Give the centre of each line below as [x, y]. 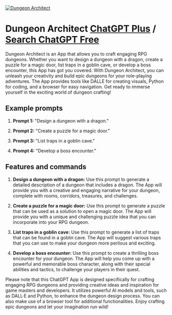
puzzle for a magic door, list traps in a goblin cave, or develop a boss [78, 65]
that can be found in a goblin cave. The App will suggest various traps [87, 237]
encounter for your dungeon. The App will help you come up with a [84, 258]
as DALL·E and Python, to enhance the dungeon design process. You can [83, 295]
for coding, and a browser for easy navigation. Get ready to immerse [78, 86]
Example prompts [34, 108]
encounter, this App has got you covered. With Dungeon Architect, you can [85, 70]
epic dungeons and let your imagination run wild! [57, 307]
